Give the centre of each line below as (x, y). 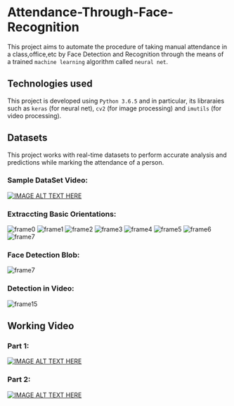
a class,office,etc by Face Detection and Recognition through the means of (116, 54)
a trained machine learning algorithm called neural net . (88, 61)
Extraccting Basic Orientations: (62, 214)
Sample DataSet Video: (47, 180)
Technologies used (50, 84)
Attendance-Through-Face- (90, 12)
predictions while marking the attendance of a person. (86, 162)
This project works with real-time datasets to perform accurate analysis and (117, 155)
